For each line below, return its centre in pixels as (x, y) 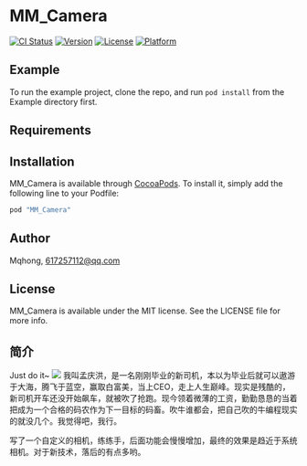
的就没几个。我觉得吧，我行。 (65, 421)
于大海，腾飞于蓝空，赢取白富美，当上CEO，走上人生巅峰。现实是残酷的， (150, 387)
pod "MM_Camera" (40, 210)
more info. (29, 321)
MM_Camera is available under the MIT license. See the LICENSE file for (145, 311)
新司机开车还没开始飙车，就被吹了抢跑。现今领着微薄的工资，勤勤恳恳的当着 (153, 398)
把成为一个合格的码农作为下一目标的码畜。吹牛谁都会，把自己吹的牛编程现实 (153, 410)
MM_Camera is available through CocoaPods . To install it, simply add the (146, 183)
